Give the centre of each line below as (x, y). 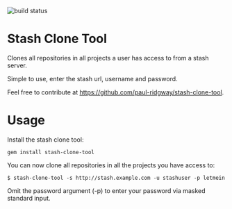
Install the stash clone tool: (45, 140)
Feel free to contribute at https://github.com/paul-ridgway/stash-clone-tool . (116, 92)
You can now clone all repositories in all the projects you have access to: (111, 165)
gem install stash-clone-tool (51, 152)
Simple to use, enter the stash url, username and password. (93, 78)
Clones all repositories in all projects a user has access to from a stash (108, 58)
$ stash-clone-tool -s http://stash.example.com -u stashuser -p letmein (116, 178)
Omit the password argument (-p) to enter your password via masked (106, 190)
